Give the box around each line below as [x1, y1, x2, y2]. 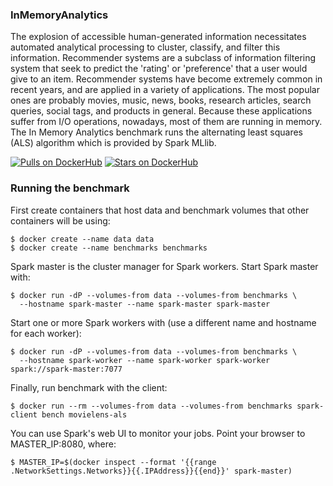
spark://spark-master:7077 [10, 364, 123, 374]
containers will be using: [10, 214, 111, 227]
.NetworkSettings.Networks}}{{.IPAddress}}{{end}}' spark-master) [10, 466, 293, 476]
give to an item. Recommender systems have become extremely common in [10, 73, 323, 85]
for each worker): [10, 327, 82, 339]
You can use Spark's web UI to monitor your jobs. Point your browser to [10, 427, 306, 439]
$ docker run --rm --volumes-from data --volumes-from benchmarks [10, 401, 293, 411]
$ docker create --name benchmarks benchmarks [10, 243, 208, 253]
